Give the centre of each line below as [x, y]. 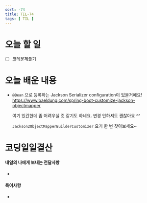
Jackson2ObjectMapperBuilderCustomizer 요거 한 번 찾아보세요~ [74, 126]
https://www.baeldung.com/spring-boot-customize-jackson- [74, 100]
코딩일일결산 [29, 148]
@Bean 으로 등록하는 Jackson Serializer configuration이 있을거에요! [77, 95]
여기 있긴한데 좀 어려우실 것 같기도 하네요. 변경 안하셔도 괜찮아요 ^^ [76, 116]
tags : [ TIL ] [20, 19]
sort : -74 [15, 10]
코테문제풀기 [24, 59]
